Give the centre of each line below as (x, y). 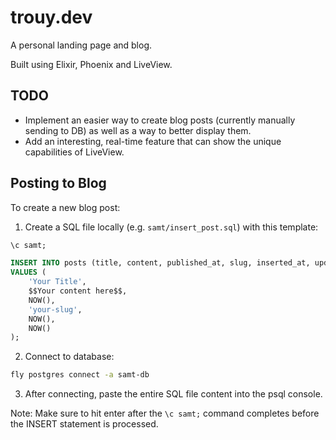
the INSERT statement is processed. (84, 424)
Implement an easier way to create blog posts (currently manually (160, 120)
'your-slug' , (55, 309)
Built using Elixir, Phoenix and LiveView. (91, 64)
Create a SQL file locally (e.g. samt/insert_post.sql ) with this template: (171, 227)
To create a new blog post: (65, 207)
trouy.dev (51, 17)
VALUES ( (28, 272)
